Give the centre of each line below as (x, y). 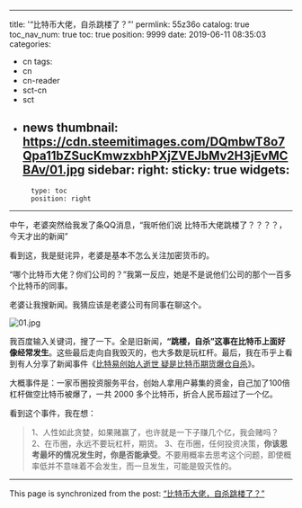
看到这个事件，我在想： (53, 413)
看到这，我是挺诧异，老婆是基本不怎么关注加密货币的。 (111, 255)
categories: (30, 44)
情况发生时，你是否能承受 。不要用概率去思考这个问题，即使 (173, 454)
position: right (61, 199)
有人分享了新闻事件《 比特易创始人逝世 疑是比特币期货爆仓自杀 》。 (138, 363)
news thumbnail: (70, 128)
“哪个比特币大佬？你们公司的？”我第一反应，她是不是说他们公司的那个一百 (147, 274)
